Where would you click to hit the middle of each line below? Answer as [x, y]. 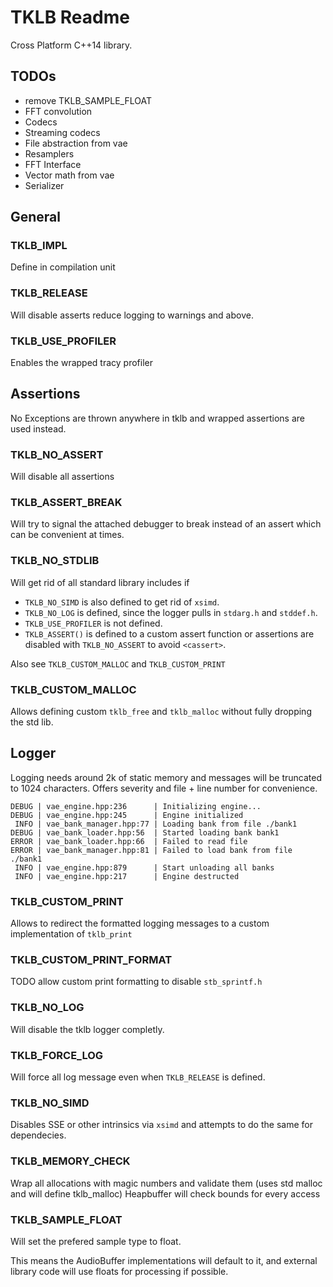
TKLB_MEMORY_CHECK [70, 1161]
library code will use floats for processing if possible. [119, 1271]
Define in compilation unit [63, 267]
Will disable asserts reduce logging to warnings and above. [132, 315]
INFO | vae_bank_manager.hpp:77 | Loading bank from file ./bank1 [156, 824]
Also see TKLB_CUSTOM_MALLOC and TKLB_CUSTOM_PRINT [118, 663]
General [36, 217]
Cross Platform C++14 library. [71, 45]
